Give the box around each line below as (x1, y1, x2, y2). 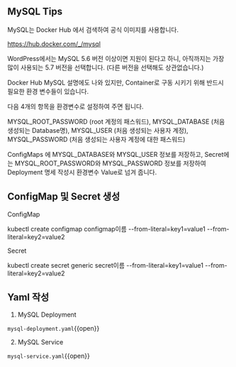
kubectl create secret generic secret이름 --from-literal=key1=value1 (7, 261, 204, 269)
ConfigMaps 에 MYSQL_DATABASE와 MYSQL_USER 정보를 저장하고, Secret (7, 150, 224, 158)
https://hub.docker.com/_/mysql (7, 39, 101, 48)
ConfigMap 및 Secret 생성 (7, 191, 120, 203)
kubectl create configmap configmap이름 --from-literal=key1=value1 (7, 224, 206, 233)
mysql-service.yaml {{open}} (7, 351, 90, 361)
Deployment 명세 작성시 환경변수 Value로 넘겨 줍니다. (7, 168, 157, 176)
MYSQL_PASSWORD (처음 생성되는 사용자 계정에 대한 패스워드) (7, 135, 186, 143)
